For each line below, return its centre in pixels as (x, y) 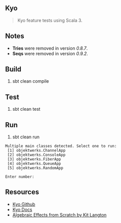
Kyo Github (24, 204)
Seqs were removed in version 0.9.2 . (50, 53)
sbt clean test (26, 109)
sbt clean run (26, 137)
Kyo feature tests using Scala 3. (50, 20)
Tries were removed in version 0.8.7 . (50, 48)
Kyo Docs (22, 209)
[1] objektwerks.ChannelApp (36, 151)
